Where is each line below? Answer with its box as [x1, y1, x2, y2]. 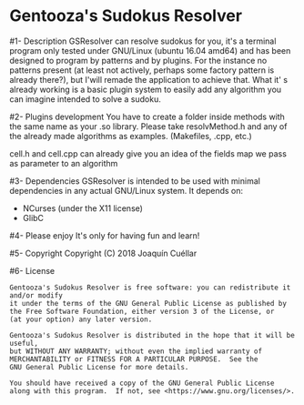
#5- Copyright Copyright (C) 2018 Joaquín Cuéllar [9, 248, 198, 258]
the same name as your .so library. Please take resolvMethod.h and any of [9, 120, 288, 132]
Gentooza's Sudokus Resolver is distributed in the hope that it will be [9, 330, 296, 339]
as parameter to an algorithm [9, 157, 118, 168]
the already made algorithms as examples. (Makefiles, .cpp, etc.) [9, 130, 252, 141]
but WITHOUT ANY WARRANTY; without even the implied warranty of [9, 347, 262, 356]
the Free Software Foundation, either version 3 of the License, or [9, 307, 275, 316]
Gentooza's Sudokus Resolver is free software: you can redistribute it [9, 283, 291, 292]
